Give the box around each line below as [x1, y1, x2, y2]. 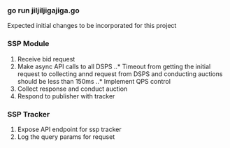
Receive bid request [17, 54, 76, 63]
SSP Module [7, 39, 50, 49]
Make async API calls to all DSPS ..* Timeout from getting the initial [17, 62, 211, 71]
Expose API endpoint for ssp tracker [17, 125, 122, 133]
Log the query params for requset [17, 132, 115, 141]
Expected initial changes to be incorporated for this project [7, 22, 177, 30]
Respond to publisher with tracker [17, 91, 115, 100]
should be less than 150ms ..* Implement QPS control [17, 77, 171, 85]
